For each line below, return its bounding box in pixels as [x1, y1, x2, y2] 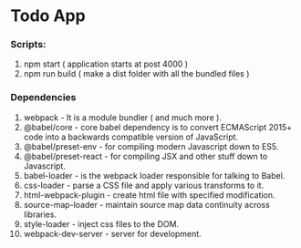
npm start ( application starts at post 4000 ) [23, 58, 189, 69]
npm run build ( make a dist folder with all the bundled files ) [23, 68, 250, 79]
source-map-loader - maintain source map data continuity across [23, 199, 270, 210]
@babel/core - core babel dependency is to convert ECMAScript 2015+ [23, 121, 293, 132]
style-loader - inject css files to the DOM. [23, 218, 180, 229]
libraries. [23, 209, 57, 220]
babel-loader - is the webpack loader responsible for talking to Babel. [23, 170, 285, 181]
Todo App [10, 5, 86, 26]
